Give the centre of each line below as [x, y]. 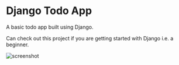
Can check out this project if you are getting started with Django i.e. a [90, 38]
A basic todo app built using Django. [50, 27]
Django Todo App [49, 11]
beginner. [18, 45]
